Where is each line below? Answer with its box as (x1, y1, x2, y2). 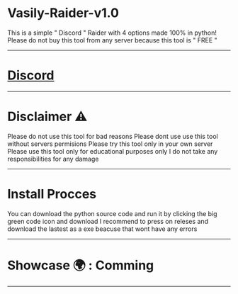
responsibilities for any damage (7, 154, 99, 163)
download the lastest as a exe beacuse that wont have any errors (7, 225, 198, 233)
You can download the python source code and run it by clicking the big (7, 209, 217, 217)
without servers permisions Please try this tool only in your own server (7, 140, 213, 148)
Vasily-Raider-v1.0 (7, 5, 119, 21)
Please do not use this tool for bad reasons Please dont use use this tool (7, 132, 218, 140)
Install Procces (7, 186, 97, 202)
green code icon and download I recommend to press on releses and (7, 217, 209, 225)
